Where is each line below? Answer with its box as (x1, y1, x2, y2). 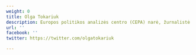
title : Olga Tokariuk (6, 14, 59, 20)
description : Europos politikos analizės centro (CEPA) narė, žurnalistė (6, 19, 191, 25)
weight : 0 (6, 8, 31, 14)
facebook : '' (6, 30, 38, 36)
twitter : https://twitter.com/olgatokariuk (6, 35, 114, 41)
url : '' (6, 24, 25, 31)
